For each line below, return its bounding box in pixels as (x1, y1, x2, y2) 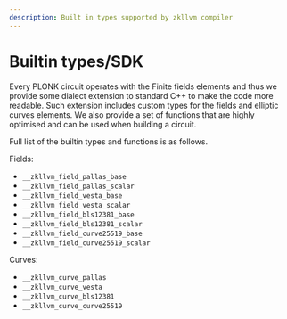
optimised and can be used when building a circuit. (9, 119, 197, 129)
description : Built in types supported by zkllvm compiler (9, 12, 234, 22)
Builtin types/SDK (9, 51, 144, 71)
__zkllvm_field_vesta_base (21, 191, 123, 200)
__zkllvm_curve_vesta (21, 282, 102, 291)
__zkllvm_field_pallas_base (21, 172, 127, 181)
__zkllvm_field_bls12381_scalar (21, 219, 143, 228)
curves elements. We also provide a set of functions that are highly (9, 109, 256, 120)
